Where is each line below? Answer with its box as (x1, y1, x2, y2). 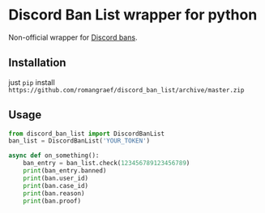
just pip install (8, 77, 55, 87)
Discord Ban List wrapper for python (8, 6, 258, 24)
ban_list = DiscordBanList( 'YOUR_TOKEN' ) (8, 137, 151, 145)
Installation (8, 56, 66, 70)
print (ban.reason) (23, 189, 85, 198)
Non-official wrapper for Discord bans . (8, 32, 138, 42)
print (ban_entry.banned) (23, 167, 107, 175)
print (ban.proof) (23, 197, 82, 205)
